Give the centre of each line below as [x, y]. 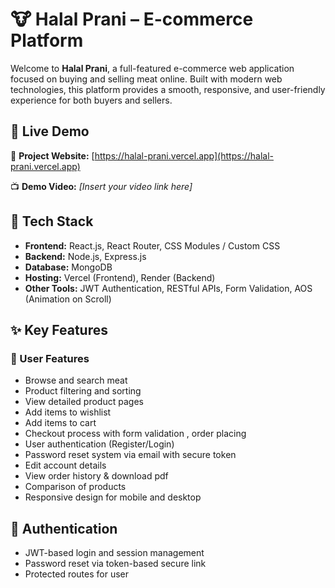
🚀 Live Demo [50, 131]
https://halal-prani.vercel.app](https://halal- [184, 155]
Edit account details [65, 465]
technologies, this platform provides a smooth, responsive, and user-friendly [168, 89]
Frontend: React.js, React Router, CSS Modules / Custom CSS [152, 245]
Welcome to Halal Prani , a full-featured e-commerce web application [152, 68]
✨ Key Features [59, 329]
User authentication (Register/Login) [99, 444]
